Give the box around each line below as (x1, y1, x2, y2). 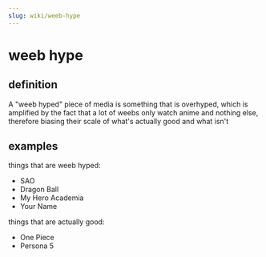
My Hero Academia (19, 193, 84, 203)
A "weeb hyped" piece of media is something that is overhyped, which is (8, 99, 248, 109)
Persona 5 (19, 241, 54, 251)
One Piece (19, 233, 54, 243)
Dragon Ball (19, 185, 59, 195)
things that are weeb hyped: (8, 161, 101, 171)
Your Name (19, 202, 58, 211)
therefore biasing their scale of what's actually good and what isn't (8, 116, 229, 126)
